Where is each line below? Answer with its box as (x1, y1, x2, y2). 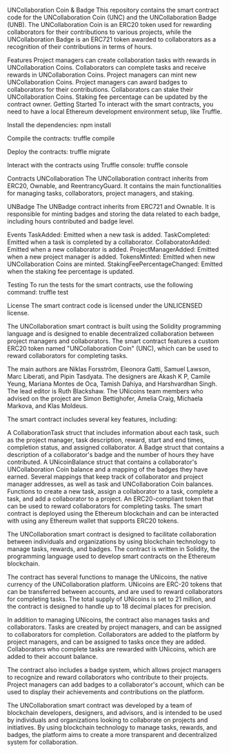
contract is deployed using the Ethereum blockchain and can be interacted (7, 510, 219, 517)
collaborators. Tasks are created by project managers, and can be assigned (7, 623, 222, 631)
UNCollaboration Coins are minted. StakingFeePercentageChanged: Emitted (7, 260, 223, 268)
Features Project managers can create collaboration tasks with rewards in (7, 56, 217, 64)
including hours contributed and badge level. (7, 217, 134, 225)
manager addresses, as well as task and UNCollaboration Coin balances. (7, 480, 214, 488)
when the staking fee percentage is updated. (7, 268, 134, 275)
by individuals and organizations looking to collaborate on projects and (7, 716, 208, 724)
